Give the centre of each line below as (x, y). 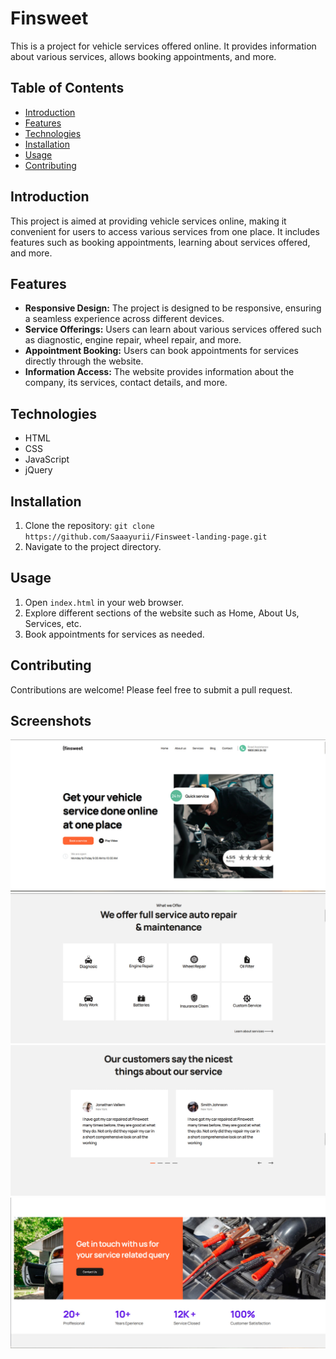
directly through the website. (84, 361)
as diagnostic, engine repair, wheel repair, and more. (133, 340)
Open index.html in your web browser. (104, 602)
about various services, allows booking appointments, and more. (143, 56)
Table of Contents (67, 88)
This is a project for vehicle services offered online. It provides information (163, 46)
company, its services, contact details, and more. (126, 383)
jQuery (38, 470)
